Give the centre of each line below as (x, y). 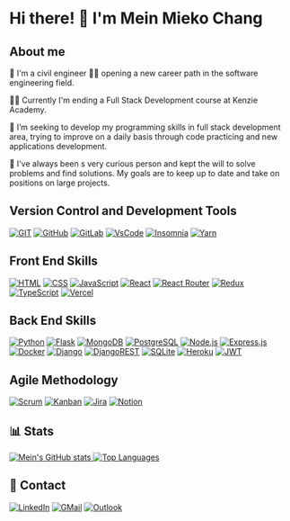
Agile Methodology (64, 380)
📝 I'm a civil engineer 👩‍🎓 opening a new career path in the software (134, 73)
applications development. (58, 146)
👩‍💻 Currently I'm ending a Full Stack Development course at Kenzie (134, 100)
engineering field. (42, 83)
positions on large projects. (60, 183)
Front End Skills (54, 261)
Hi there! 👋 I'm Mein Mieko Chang (136, 18)
